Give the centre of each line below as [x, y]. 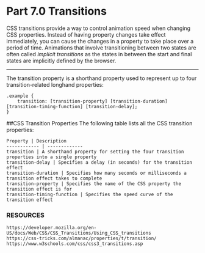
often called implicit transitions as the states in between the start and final [99, 54]
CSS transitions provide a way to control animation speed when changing [99, 28]
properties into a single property [52, 157]
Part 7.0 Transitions [56, 11]
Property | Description [37, 141]
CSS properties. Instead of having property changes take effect [86, 34]
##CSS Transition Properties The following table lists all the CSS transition [99, 123]
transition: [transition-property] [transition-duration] [92, 101]
